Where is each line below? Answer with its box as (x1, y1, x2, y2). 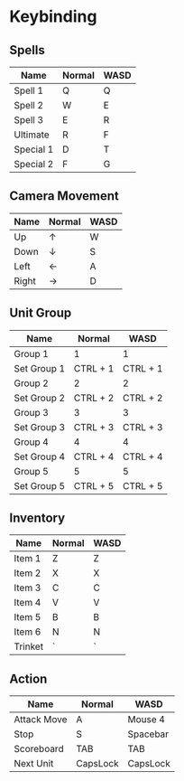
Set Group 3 (14, 420, 66, 433)
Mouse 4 (127, 713, 165, 726)
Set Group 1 (14, 362, 66, 374)
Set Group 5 (14, 479, 66, 492)
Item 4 (14, 597, 41, 609)
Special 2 (14, 158, 54, 170)
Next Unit (14, 757, 54, 770)
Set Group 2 (14, 391, 66, 404)
